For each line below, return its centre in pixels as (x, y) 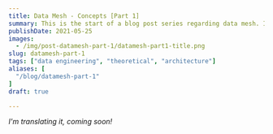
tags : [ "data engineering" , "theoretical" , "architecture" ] (113, 62)
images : (22, 39)
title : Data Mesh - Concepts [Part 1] (74, 16)
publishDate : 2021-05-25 (50, 31)
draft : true (28, 91)
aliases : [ (27, 69)
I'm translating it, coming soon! (61, 122)
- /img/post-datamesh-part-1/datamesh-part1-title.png (110, 46)
